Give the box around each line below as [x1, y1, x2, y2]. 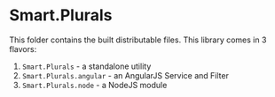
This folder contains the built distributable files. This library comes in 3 [9, 34, 267, 45]
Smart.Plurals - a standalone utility [21, 61, 152, 71]
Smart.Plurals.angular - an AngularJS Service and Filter [21, 70, 229, 80]
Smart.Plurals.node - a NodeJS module [21, 79, 168, 90]
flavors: [9, 43, 37, 54]
